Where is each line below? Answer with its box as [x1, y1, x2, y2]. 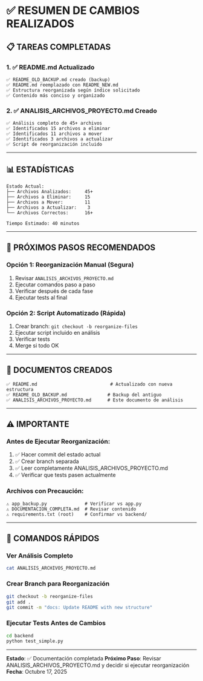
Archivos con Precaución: [6, 487, 84, 495]
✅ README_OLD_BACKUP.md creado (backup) [6, 76, 111, 82]
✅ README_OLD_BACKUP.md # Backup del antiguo [6, 392, 162, 398]
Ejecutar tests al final [14, 294, 68, 301]
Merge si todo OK [14, 341, 59, 349]
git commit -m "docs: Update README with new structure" [6, 605, 153, 611]
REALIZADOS [6, 17, 74, 31]
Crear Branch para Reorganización [6, 579, 110, 588]
